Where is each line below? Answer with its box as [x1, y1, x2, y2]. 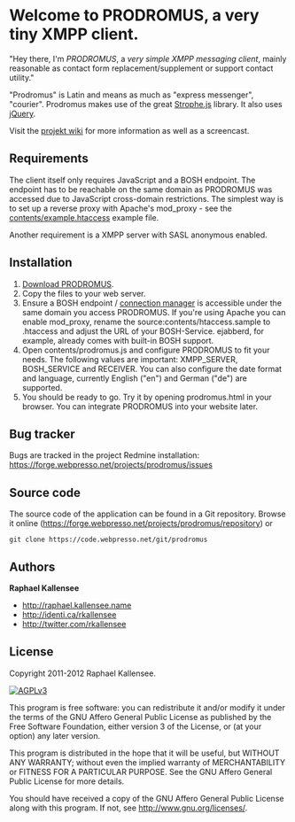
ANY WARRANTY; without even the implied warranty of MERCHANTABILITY [9, 756, 286, 767]
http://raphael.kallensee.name [21, 600, 132, 610]
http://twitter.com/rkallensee [21, 619, 127, 629]
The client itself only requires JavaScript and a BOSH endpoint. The [9, 174, 256, 185]
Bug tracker [9, 426, 75, 441]
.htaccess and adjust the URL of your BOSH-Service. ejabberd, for [21, 325, 264, 337]
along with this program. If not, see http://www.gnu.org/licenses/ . [9, 803, 248, 813]
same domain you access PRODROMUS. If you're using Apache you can [21, 306, 286, 317]
